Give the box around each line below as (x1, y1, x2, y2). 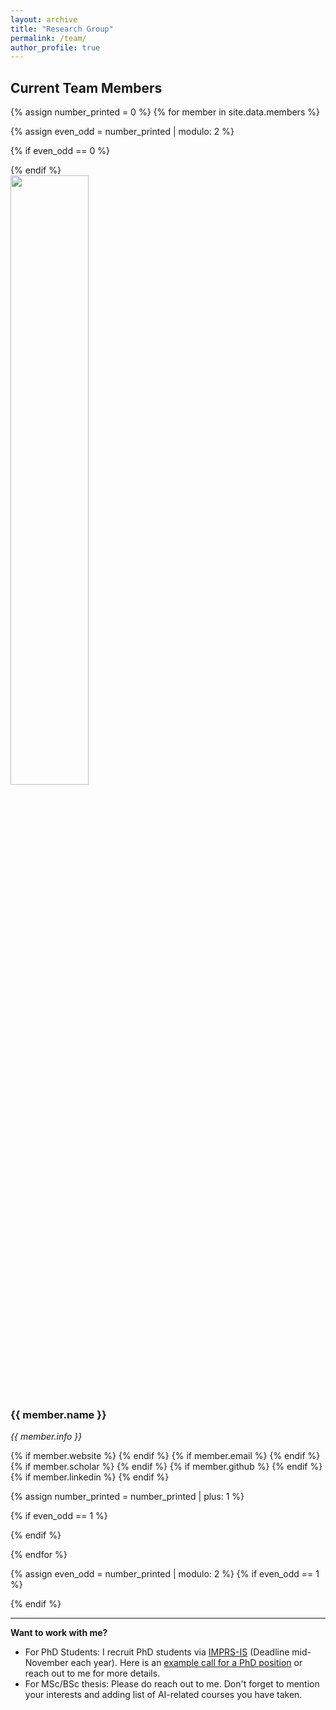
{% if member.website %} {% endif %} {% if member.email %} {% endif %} (10, 1450, 321, 1462)
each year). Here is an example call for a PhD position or (70, 1657, 303, 1669)
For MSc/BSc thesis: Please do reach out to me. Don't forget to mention (24, 1678, 320, 1690)
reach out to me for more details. (24, 1667, 161, 1680)
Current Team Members (10, 79, 163, 96)
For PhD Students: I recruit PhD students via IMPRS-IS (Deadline (24, 1646, 290, 1658)
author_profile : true (10, 42, 101, 53)
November (24, 1657, 69, 1669)
